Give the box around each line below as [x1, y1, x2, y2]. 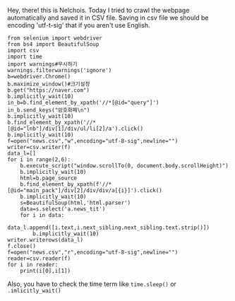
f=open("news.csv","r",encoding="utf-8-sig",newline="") [7, 249, 179, 256]
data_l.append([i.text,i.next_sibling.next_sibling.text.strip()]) [7, 224, 210, 231]
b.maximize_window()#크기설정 [7, 81, 90, 88]
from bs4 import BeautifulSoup [7, 41, 100, 48]
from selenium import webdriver [7, 35, 102, 42]
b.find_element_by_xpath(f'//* [20, 181, 112, 188]
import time [7, 53, 42, 60]
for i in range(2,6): [7, 156, 71, 163]
